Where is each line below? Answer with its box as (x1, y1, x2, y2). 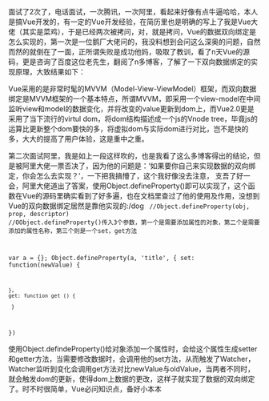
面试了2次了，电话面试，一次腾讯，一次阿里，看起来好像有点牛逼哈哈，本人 (8, 7, 259, 16)
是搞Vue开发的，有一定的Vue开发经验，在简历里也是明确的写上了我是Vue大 (8, 17, 259, 26)
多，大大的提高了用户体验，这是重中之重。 (8, 134, 149, 143)
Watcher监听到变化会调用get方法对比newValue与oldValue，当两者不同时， (8, 363, 255, 374)
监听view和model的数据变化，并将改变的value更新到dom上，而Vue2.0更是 (8, 104, 255, 114)
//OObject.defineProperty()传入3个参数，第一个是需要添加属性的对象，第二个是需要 (8, 219, 260, 227)
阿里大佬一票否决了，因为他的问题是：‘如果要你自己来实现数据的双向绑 (22, 161, 256, 170)
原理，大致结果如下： (14, 67, 86, 76)
